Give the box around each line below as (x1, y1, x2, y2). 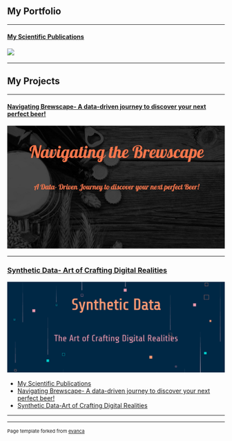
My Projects (7, 75, 60, 87)
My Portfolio (7, 6, 61, 17)
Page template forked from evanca (7, 427, 85, 434)
